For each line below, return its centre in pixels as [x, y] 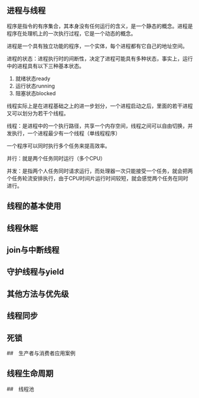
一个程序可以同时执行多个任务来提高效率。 [58, 145]
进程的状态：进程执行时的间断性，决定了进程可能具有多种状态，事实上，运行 [100, 59]
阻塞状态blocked [35, 93]
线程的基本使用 [34, 206]
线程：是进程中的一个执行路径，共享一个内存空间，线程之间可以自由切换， [97, 125]
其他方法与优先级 [38, 294]
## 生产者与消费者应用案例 [41, 353]
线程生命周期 [30, 373]
